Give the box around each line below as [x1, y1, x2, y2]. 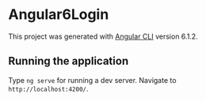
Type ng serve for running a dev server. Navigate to [8, 75, 177, 84]
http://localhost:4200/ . [8, 84, 89, 93]
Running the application [8, 54, 129, 68]
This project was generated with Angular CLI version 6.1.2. [8, 32, 198, 41]
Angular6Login [8, 6, 109, 24]
